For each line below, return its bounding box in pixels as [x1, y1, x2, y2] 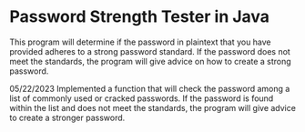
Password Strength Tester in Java [9, 6, 270, 27]
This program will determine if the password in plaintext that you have [9, 36, 271, 47]
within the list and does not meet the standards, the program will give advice [9, 102, 296, 113]
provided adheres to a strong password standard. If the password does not [9, 46, 291, 56]
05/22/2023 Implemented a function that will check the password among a [9, 83, 290, 94]
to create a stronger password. [9, 112, 126, 123]
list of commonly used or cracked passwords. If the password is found [9, 93, 274, 104]
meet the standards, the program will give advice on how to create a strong [9, 56, 291, 66]
